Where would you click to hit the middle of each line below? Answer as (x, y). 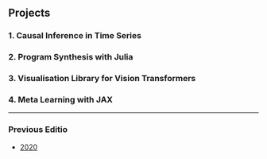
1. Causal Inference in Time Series (75, 36)
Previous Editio (38, 130)
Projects (29, 13)
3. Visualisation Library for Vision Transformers (102, 79)
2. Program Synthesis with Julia (71, 57)
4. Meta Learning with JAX (61, 100)
